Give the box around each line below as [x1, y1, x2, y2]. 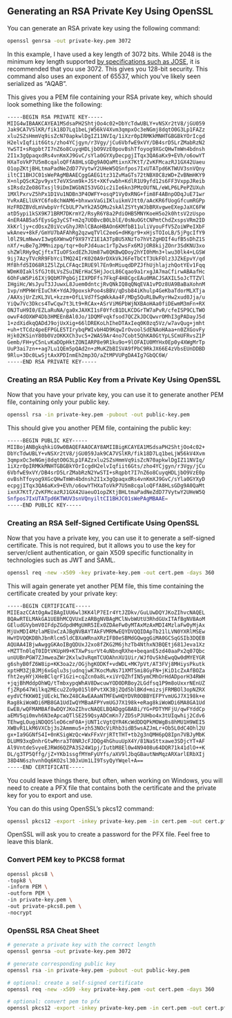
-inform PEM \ [7, 884, 48, 890]
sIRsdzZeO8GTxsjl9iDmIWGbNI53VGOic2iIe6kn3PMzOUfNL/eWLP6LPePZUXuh [7, 184, 206, 191]
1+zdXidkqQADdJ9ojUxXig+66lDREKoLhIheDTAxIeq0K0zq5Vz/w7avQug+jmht [7, 319, 206, 326]
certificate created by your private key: [7, 589, 118, 597]
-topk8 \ [7, 877, 32, 884]
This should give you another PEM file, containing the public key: [7, 423, 192, 432]
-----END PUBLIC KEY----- [7, 502, 81, 509]
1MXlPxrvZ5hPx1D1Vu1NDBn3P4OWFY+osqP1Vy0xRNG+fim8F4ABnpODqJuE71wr [7, 191, 206, 198]
